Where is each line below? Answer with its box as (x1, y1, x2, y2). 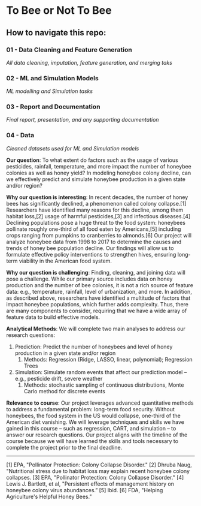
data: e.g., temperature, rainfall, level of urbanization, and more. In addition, (6, 288, 193, 295)
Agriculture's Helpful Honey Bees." (6, 493, 92, 500)
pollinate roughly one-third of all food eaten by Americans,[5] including (6, 225, 181, 233)
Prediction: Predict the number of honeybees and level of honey (14, 343, 173, 350)
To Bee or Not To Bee (6, 4, 112, 17)
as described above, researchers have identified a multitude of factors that (6, 294, 191, 302)
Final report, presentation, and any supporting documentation (6, 116, 160, 124)
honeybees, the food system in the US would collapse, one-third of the (6, 412, 181, 419)
